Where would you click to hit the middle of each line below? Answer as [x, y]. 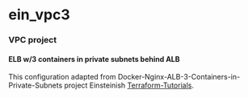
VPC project [33, 40]
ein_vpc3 [39, 15]
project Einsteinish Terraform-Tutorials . [129, 85]
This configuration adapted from [62, 77]
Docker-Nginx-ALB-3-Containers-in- [179, 77]
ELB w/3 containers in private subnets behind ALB [94, 59]
